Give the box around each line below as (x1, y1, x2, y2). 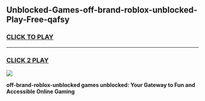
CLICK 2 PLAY (6, 56, 49, 64)
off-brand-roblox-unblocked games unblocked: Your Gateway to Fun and (6, 81, 195, 88)
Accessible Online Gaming (6, 88, 75, 95)
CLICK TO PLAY (6, 33, 54, 42)
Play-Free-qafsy (6, 15, 70, 25)
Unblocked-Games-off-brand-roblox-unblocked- (6, 5, 198, 15)
